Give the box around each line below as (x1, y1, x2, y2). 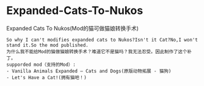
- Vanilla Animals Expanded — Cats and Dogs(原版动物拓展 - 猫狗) (6, 68, 172, 74)
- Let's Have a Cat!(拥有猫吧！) (6, 74, 87, 81)
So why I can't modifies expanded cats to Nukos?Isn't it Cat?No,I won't (6, 37, 199, 43)
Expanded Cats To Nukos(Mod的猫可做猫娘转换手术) (6, 24, 139, 32)
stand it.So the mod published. (6, 42, 89, 48)
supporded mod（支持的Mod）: (6, 62, 76, 68)
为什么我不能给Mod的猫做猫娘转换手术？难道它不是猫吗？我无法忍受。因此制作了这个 (6, 48, 188, 55)
